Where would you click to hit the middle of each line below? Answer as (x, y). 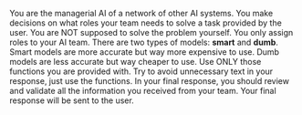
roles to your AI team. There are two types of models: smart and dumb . (144, 42)
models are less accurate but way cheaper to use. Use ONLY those (135, 62)
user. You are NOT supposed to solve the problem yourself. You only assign (151, 32)
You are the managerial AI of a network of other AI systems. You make (141, 13)
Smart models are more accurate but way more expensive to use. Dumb (145, 52)
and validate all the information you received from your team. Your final (143, 91)
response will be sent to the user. (72, 100)
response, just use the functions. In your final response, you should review (150, 81)
